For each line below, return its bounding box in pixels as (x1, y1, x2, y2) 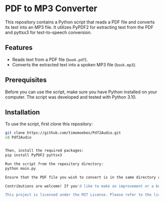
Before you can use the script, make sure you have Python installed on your (5, 89, 157, 95)
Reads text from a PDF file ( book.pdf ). (12, 57, 88, 62)
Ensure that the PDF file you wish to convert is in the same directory (5, 175, 156, 180)
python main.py (5, 166, 36, 171)
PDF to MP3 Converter (5, 3, 98, 14)
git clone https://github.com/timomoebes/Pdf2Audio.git (5, 130, 121, 136)
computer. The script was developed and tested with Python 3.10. (5, 94, 137, 100)
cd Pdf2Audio (5, 135, 32, 140)
